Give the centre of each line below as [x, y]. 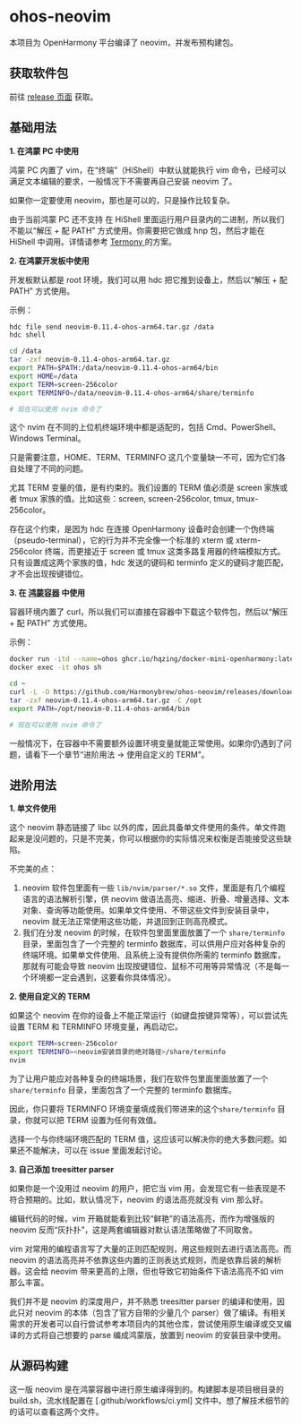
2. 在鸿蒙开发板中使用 [49, 261]
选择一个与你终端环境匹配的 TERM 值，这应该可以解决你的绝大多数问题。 [144, 1139]
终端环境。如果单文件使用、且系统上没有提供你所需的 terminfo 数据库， [154, 955]
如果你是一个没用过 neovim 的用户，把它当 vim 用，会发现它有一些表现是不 [148, 1188]
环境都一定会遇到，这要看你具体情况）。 [103, 977]
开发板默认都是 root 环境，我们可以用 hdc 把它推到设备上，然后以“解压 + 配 [149, 279]
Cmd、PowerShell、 [243, 427]
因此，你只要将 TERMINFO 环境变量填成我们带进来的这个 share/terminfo [142, 1109]
